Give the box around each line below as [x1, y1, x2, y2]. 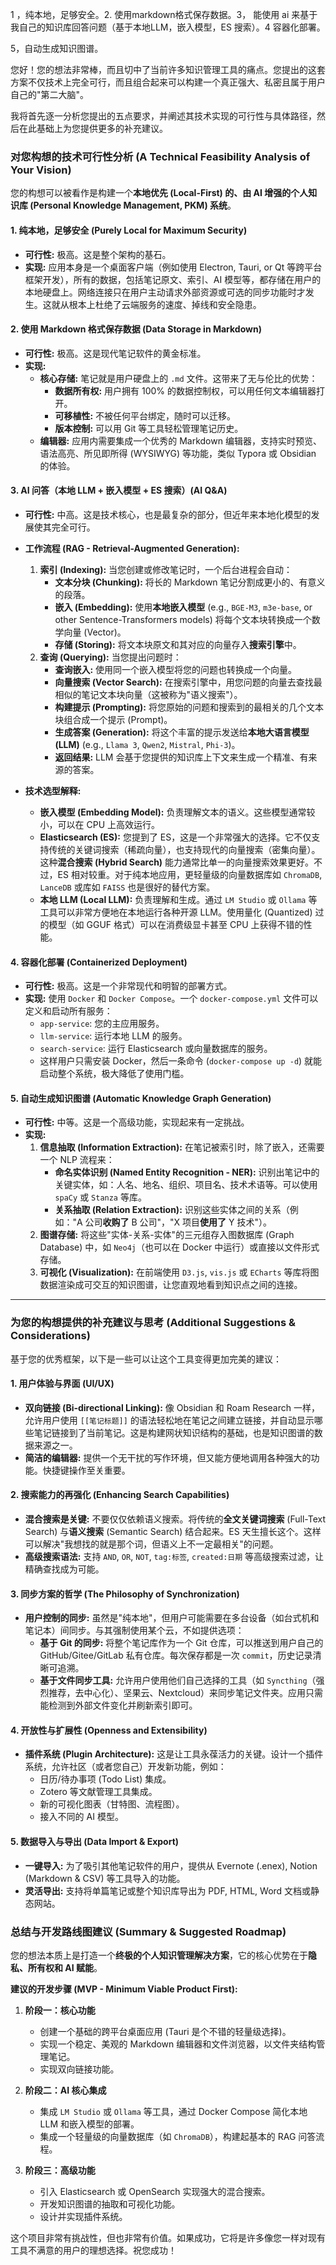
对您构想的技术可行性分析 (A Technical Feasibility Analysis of [10, 149, 311, 163]
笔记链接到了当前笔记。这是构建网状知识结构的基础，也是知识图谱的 [33, 1426, 315, 1438]
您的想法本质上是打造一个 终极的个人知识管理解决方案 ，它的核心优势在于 [10, 1949, 308, 1961]
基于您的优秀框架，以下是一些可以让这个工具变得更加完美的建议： [10, 1353, 282, 1365]
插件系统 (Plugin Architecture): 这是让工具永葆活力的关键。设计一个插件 [24, 1748, 324, 1760]
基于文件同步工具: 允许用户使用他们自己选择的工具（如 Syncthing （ [39, 1674, 317, 1687]
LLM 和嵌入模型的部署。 [39, 2118, 140, 2130]
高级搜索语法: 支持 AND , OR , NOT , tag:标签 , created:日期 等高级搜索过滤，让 [24, 1551, 325, 1563]
